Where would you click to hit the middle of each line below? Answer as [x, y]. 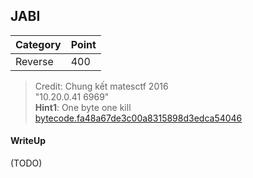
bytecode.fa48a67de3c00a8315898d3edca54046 [138, 118]
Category [38, 44]
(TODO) [26, 163]
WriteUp [28, 141]
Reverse [34, 61]
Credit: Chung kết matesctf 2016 [101, 86]
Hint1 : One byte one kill [83, 107]
